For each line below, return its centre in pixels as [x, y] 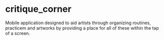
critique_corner [38, 9]
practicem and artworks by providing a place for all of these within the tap [82, 28]
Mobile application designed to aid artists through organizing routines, [78, 23]
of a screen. [18, 33]
